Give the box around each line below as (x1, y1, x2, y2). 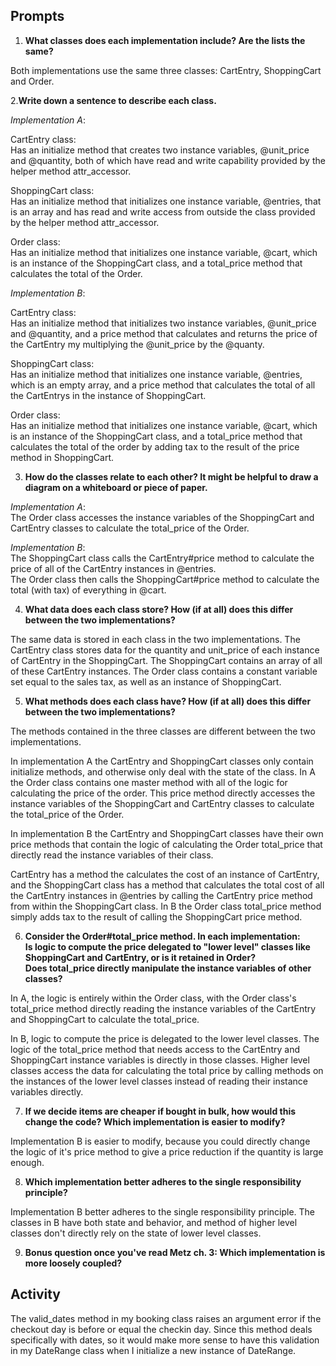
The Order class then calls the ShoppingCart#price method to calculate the (10, 573, 320, 585)
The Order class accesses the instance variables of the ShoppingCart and (10, 511, 315, 523)
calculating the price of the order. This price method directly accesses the (10, 787, 316, 799)
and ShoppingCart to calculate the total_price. (10, 1013, 200, 1025)
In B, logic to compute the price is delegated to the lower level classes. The (10, 1032, 320, 1044)
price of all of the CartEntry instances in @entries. (10, 562, 217, 574)
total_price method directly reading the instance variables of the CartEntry (10, 1002, 317, 1014)
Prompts (10, 8, 65, 25)
